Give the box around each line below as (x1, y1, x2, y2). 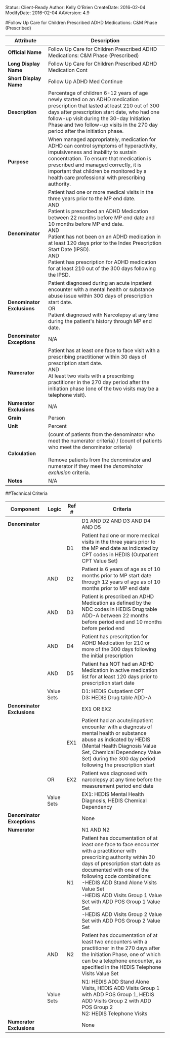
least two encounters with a (81, 938, 148, 945)
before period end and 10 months (81, 618, 162, 625)
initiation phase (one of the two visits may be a (48, 385, 159, 392)
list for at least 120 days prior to (81, 673, 158, 680)
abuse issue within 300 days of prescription (48, 292, 153, 299)
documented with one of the (81, 867, 149, 873)
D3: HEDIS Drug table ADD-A (81, 694, 152, 701)
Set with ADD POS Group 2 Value (81, 917, 160, 924)
